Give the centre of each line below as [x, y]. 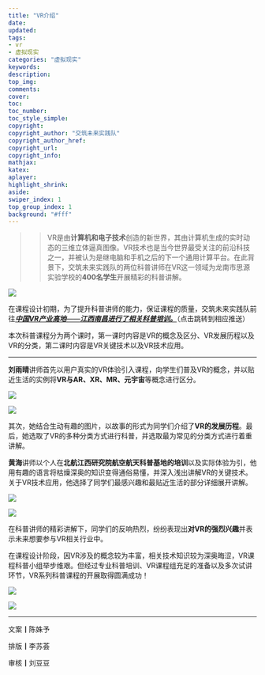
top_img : [22, 82]
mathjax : [22, 163]
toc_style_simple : [38, 119]
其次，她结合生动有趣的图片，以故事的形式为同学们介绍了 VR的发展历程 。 [127, 426]
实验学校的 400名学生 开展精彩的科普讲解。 [116, 277]
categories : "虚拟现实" [45, 60]
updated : [22, 30]
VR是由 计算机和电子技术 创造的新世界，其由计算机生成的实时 [145, 237]
